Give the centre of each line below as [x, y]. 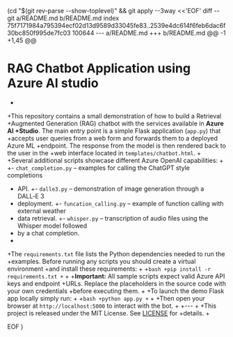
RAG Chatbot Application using [99, 69]
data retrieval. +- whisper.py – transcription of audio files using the [113, 218]
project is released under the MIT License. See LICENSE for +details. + [109, 313]
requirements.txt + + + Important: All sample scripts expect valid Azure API [116, 276]
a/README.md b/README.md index [68, 18]
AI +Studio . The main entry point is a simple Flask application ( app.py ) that [114, 131]
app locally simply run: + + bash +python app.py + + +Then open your [106, 298]
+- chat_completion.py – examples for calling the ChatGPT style [98, 168]
